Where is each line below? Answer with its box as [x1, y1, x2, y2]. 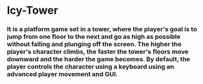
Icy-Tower [7, 4, 59, 17]
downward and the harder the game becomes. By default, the [7, 55, 190, 64]
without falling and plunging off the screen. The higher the [7, 40, 182, 49]
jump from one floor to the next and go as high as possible [7, 32, 181, 41]
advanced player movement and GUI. [7, 70, 118, 79]
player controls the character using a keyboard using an [7, 62, 175, 71]
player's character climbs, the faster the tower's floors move [7, 47, 189, 56]
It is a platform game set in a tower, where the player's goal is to [7, 25, 198, 34]
